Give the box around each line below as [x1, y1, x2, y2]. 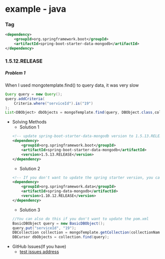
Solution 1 [19, 124, 39, 130]
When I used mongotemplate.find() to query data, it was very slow [5, 82, 139, 88]
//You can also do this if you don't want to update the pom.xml [12, 216, 149, 221]
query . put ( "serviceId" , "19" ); [12, 226, 77, 230]
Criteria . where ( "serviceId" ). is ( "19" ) [14, 101, 93, 106]
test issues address [19, 249, 59, 255]
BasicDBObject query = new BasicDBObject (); [12, 221, 105, 226]
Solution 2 [19, 165, 40, 171]
